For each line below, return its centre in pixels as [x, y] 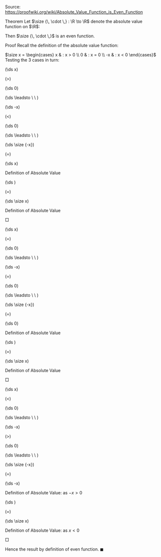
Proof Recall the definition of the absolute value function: [62, 46]
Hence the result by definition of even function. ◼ [54, 549]
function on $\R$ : [22, 27]
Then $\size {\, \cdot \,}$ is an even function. [50, 36]
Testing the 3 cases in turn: [32, 60]
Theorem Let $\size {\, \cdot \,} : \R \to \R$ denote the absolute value [74, 21]
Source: [13, 7]
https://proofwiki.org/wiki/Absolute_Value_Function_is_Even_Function [74, 12]
